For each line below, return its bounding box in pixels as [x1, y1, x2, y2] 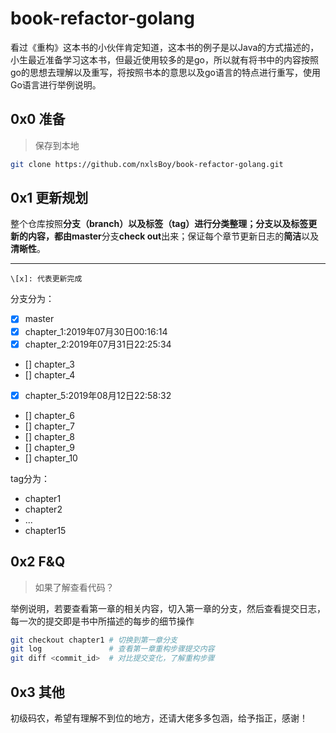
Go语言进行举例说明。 [10, 78, 102, 91]
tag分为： [10, 472, 51, 484]
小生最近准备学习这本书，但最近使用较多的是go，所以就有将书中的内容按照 [10, 53, 319, 66]
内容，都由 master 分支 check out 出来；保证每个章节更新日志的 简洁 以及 [27, 230, 320, 242]
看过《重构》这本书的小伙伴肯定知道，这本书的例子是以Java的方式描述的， [10, 41, 320, 53]
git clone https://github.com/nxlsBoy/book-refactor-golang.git [10, 159, 284, 169]
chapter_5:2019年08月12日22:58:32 [24, 389, 172, 401]
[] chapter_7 [24, 420, 75, 432]
